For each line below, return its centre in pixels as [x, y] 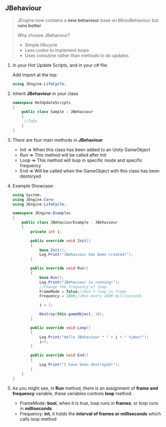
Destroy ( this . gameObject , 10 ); [72, 314]
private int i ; [46, 231]
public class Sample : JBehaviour [57, 112]
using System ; [27, 195]
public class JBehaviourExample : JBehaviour [70, 222]
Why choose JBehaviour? [44, 35]
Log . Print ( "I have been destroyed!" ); [80, 365]
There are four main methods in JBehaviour [58, 140]
